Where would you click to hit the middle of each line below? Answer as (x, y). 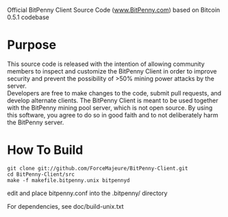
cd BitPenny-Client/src (41, 174)
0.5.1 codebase (28, 17)
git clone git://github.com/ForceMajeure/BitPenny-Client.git (98, 168)
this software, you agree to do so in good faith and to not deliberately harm (113, 115)
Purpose (32, 45)
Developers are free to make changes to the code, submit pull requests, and (114, 93)
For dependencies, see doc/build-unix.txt (65, 206)
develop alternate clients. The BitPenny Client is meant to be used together (113, 100)
